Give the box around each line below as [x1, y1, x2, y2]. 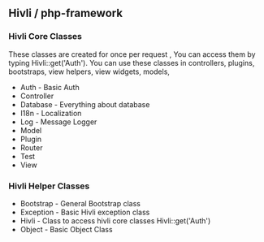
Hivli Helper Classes [8, 180, 90, 192]
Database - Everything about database [19, 99, 150, 109]
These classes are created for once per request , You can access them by [8, 49, 256, 59]
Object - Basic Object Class [19, 224, 113, 234]
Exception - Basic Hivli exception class [19, 207, 150, 217]
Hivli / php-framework [8, 6, 123, 20]
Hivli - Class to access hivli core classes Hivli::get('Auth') [19, 215, 211, 226]
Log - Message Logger [19, 117, 97, 127]
